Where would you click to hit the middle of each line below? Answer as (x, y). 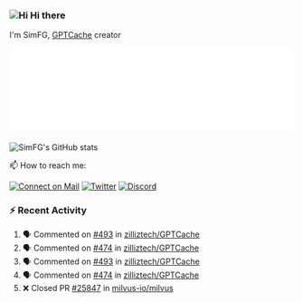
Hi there (48, 15)
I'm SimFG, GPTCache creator (66, 35)
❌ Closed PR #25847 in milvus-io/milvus (98, 288)
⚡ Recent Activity (48, 211)
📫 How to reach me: (48, 165)
